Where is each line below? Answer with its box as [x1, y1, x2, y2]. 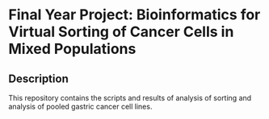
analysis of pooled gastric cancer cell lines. [8, 102, 153, 111]
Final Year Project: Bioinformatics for [8, 6, 261, 24]
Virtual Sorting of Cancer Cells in [8, 23, 234, 41]
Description [8, 72, 69, 85]
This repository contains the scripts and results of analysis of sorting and [8, 93, 252, 102]
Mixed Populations [8, 40, 137, 58]
